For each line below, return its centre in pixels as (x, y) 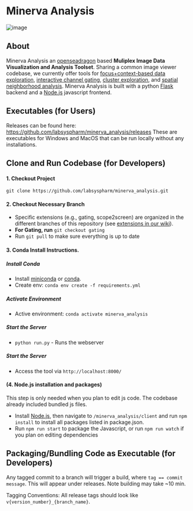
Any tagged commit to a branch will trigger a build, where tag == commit (94, 477)
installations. (22, 144)
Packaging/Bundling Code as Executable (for (91, 453)
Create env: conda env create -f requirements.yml (77, 285)
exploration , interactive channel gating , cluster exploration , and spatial (92, 79)
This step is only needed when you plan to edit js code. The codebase (92, 398)
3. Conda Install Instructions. (42, 250)
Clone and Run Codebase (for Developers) (86, 163)
